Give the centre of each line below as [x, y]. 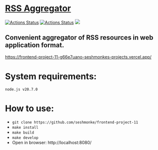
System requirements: [51, 76]
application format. [35, 45]
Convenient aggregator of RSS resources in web [79, 37]
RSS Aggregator [38, 8]
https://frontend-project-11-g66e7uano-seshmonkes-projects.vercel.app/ [78, 57]
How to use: [30, 108]
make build [23, 133]
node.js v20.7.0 [21, 89]
